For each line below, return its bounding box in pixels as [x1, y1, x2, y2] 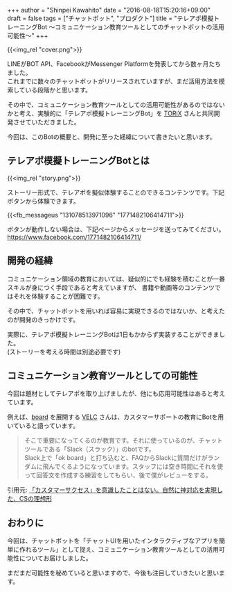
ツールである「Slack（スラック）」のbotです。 [24, 445, 155, 454]
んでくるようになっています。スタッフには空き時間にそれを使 [48, 462, 224, 471]
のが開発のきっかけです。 [7, 315, 80, 324]
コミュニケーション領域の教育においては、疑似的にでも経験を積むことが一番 [7, 274, 226, 283]
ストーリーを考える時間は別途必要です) [9, 347, 121, 356]
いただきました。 [30, 118, 80, 126]
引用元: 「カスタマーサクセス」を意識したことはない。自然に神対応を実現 [7, 486, 217, 494]
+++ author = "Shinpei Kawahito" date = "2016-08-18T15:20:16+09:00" [7, 6, 211, 14]
